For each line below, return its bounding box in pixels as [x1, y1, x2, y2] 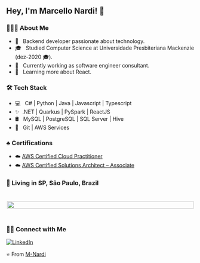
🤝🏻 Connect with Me [6, 225, 67, 233]
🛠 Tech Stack [6, 83, 47, 91]
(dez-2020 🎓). [14, 53, 53, 60]
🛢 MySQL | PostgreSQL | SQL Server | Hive [14, 115, 124, 123]
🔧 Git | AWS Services [14, 124, 70, 131]
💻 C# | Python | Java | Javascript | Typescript [14, 99, 132, 106]
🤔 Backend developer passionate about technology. [14, 37, 145, 45]
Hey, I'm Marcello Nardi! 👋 [6, 6, 105, 16]
